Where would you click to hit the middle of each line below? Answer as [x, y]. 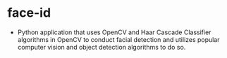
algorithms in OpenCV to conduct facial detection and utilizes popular [118, 39]
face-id [29, 13]
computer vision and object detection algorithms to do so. [102, 47]
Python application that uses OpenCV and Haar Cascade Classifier [114, 32]
